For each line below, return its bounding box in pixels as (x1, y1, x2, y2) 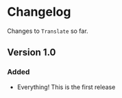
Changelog (7, 4, 71, 20)
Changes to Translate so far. (7, 27, 88, 35)
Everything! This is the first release (16, 83, 116, 91)
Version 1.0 (7, 47, 56, 58)
